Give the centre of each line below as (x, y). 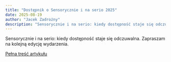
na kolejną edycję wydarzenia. (37, 44)
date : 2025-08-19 (24, 15)
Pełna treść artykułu (26, 54)
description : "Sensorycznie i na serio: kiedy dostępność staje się (79, 24)
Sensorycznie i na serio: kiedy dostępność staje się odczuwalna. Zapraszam (85, 39)
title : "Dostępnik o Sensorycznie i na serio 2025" (61, 10)
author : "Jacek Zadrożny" (33, 19)
